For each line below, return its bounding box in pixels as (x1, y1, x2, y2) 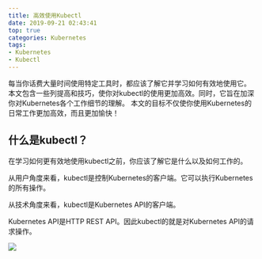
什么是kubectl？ (8, 134, 89, 147)
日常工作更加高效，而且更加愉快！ (8, 108, 120, 117)
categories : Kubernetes (8, 33, 87, 42)
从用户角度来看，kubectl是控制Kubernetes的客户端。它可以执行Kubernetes (8, 173, 253, 182)
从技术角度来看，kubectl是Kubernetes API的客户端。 (8, 200, 180, 209)
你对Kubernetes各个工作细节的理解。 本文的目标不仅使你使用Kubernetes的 (8, 98, 252, 108)
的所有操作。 (8, 183, 50, 192)
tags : (8, 41, 26, 49)
